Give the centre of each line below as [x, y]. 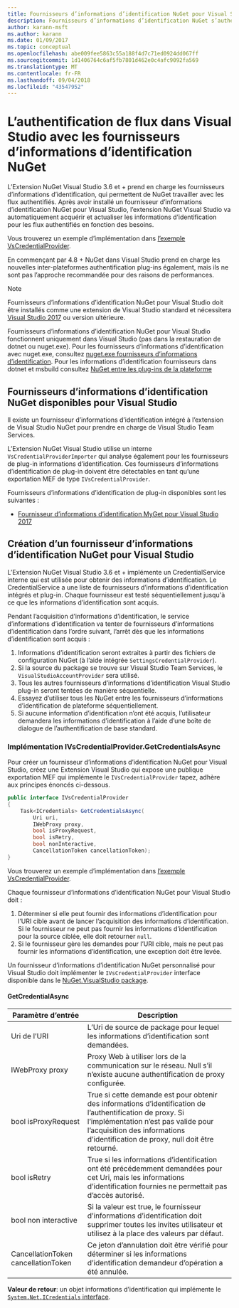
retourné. [103, 1148]
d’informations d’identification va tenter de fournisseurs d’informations [111, 624]
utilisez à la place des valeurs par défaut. [155, 1233]
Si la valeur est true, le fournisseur [144, 1207]
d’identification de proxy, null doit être [150, 1139]
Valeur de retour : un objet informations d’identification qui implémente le [115, 1290]
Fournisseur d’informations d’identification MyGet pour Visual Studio [118, 514]
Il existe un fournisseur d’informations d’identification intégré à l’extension [116, 420]
